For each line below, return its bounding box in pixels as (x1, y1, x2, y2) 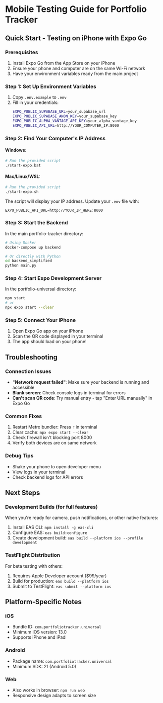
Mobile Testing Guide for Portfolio (5, 3, 147, 15)
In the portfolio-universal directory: (5, 286, 77, 292)
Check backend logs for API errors (12, 474, 83, 480)
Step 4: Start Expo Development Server (5, 275, 102, 282)
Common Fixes (5, 413, 42, 420)
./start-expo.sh (5, 189, 39, 194)
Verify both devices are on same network (12, 440, 97, 446)
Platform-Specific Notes (5, 598, 82, 606)
